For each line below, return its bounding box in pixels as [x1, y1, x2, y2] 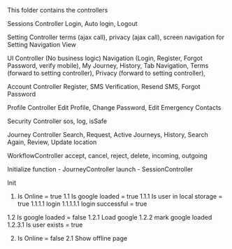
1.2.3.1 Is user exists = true [7, 220, 83, 229]
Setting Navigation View [7, 41, 77, 48]
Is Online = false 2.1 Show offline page [17, 234, 128, 242]
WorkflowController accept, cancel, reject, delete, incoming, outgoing [7, 152, 208, 159]
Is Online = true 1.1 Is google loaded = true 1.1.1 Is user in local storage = [17, 192, 223, 200]
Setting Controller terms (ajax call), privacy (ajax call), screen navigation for [7, 33, 225, 41]
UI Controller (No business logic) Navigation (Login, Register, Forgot [7, 54, 203, 62]
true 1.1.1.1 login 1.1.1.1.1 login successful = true [17, 199, 147, 208]
